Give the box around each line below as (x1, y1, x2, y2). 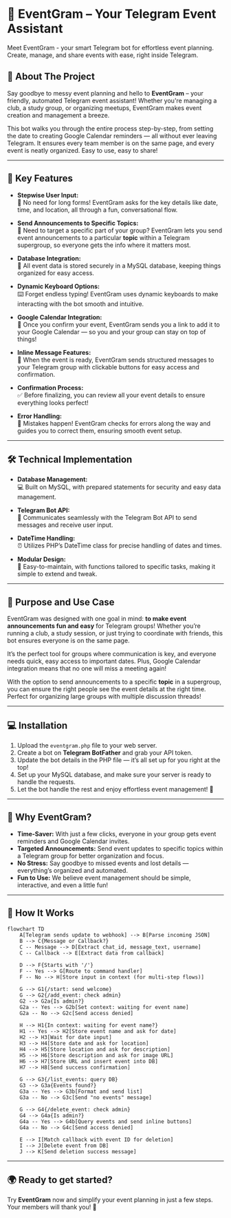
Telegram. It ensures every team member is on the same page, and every (7, 139, 214, 147)
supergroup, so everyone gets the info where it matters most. (16, 241, 191, 249)
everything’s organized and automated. (16, 866, 129, 874)
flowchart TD (7, 925, 45, 933)
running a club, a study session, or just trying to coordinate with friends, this (7, 629, 223, 638)
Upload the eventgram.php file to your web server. (16, 741, 157, 749)
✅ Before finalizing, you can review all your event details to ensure (16, 391, 206, 399)
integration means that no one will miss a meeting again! (7, 664, 167, 673)
